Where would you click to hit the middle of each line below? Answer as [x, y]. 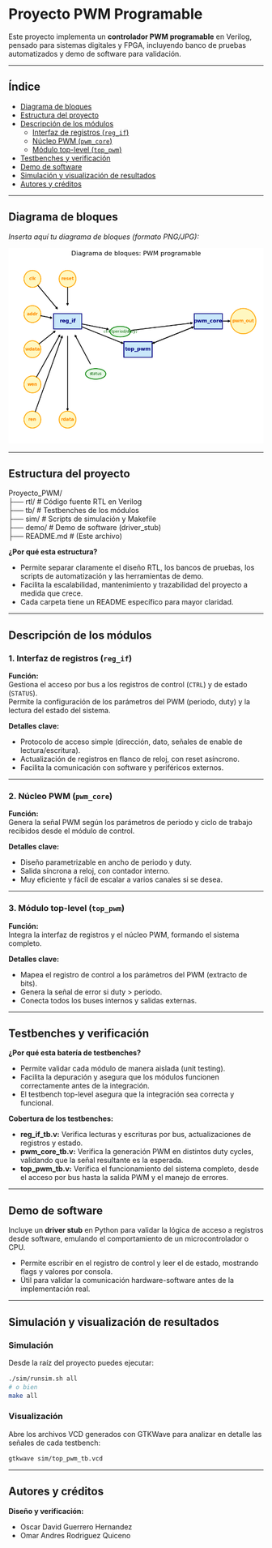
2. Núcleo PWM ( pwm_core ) [61, 796]
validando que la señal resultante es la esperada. [102, 1161]
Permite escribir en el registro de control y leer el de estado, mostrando [139, 1263]
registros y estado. [51, 1143]
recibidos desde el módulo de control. [72, 831]
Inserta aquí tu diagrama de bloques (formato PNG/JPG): [104, 237]
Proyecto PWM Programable [106, 14]
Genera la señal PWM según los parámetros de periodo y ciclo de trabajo [130, 823]
